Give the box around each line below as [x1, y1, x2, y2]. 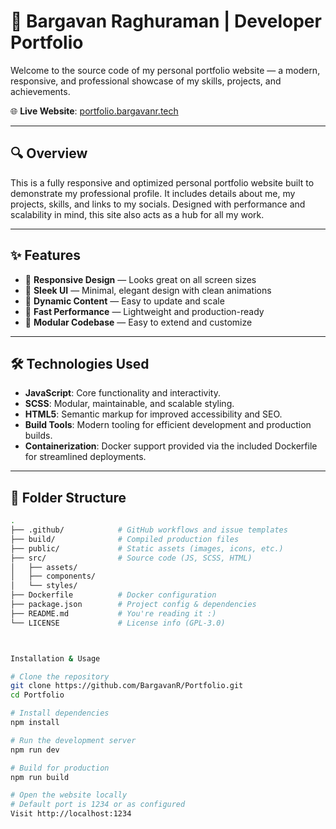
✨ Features [10, 247, 81, 264]
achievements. [10, 85, 71, 97]
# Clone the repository [10, 671, 110, 682]
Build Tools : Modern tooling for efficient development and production [24, 419, 312, 431]
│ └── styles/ [10, 581, 78, 591]
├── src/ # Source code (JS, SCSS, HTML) [10, 553, 253, 563]
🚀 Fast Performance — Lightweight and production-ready [24, 305, 265, 317]
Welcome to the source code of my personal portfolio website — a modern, [10, 64, 321, 76]
